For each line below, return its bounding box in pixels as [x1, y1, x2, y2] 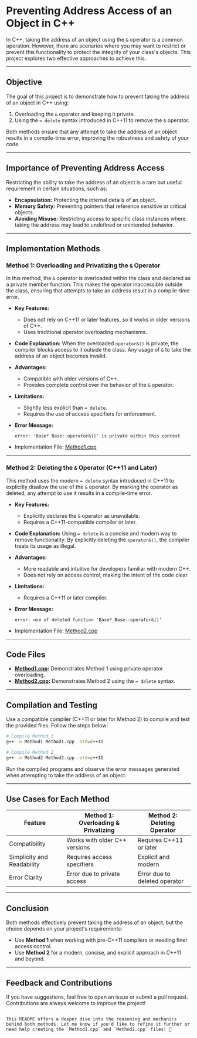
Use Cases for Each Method [6, 794, 110, 804]
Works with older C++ [66, 836, 127, 844]
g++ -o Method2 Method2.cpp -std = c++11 [6, 754, 104, 761]
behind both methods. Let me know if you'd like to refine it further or [6, 1022, 191, 1027]
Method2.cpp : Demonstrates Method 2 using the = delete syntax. [14, 678, 176, 685]
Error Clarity [9, 874, 43, 882]
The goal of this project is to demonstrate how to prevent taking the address [6, 93, 190, 100]
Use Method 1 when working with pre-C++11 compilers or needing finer [14, 936, 188, 943]
